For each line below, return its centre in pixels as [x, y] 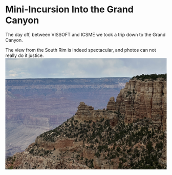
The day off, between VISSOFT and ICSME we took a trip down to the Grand [85, 34]
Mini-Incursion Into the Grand [70, 9]
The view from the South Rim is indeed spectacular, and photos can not [81, 50]
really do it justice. [25, 55]
